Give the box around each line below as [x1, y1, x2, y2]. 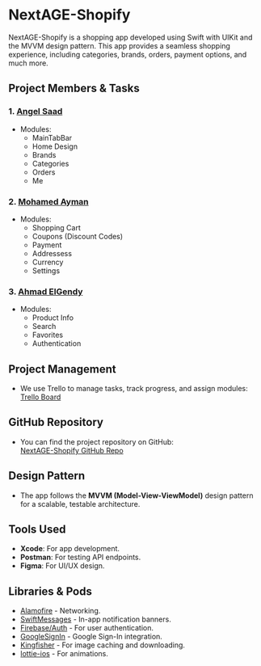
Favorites [32, 330, 63, 340]
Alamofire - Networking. [19, 606, 101, 616]
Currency [32, 257, 64, 267]
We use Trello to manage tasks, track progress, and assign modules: [19, 384, 248, 394]
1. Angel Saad [8, 106, 63, 117]
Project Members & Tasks [8, 82, 140, 95]
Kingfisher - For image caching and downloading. [19, 640, 186, 650]
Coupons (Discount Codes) [32, 231, 124, 241]
